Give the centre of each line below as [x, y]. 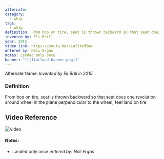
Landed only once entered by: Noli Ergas [53, 151]
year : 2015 [16, 42]
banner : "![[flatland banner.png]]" [42, 60]
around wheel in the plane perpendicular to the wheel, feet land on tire [76, 102]
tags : [10, 23]
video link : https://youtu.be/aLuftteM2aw [49, 46]
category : [15, 14]
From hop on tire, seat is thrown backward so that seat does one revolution [81, 97]
